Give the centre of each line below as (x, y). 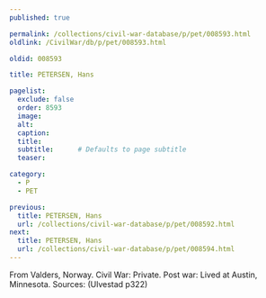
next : (19, 232)
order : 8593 (40, 108)
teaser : (32, 158)
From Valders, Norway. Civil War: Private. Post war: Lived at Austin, (133, 275)
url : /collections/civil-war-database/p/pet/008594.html (126, 249)
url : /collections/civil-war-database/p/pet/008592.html (126, 224)
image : (30, 116)
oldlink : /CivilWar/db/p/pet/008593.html (88, 42)
